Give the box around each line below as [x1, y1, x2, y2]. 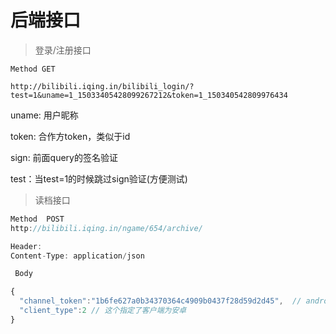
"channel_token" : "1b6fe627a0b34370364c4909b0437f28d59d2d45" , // [19, 296, 302, 306]
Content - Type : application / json [10, 251, 145, 261]
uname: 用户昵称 [10, 109, 79, 121]
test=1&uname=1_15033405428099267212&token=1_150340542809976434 [10, 90, 288, 100]
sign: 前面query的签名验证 [10, 151, 118, 163]
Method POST [10, 214, 65, 224]
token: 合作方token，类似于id [10, 130, 131, 142]
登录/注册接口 [34, 44, 92, 56]
